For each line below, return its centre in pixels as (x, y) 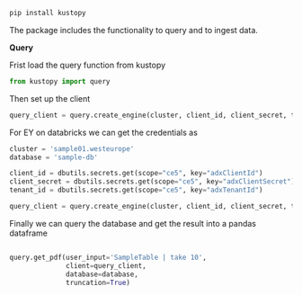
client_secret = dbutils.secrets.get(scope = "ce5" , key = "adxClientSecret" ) (152, 182)
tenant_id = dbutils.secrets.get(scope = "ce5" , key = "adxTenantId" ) (136, 190)
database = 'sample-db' (54, 157)
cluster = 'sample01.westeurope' (72, 148)
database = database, (102, 274)
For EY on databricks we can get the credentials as (103, 132)
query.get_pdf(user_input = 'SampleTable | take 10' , (108, 257)
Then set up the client (50, 98)
